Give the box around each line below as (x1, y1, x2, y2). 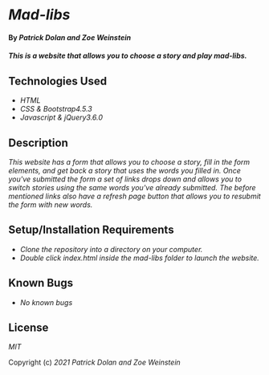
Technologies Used (8, 74, 107, 88)
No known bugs (19, 297, 73, 307)
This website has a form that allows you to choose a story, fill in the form (8, 157, 251, 166)
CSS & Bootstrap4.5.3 (19, 104, 92, 114)
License (8, 321, 49, 335)
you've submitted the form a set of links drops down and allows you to (8, 174, 243, 184)
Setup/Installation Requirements (8, 223, 174, 237)
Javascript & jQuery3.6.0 (19, 112, 103, 122)
